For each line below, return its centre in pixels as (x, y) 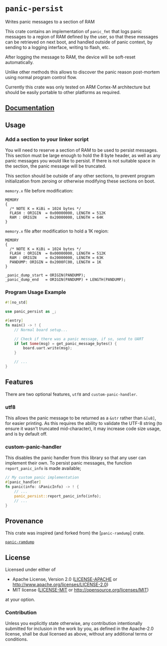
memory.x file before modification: (39, 191)
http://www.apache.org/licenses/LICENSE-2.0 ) (60, 584)
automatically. (19, 62)
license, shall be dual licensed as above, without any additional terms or (79, 634)
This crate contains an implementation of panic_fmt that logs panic (74, 31)
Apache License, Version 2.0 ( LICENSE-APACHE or (65, 579)
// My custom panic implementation (42, 477)
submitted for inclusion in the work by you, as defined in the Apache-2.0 (79, 628)
